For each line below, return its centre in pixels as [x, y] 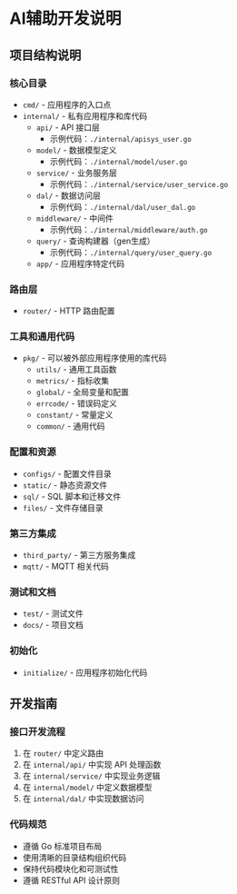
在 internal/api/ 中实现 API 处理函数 [92, 765]
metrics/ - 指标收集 [73, 381]
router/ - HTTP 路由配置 [69, 311]
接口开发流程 [38, 731]
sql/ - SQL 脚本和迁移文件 [72, 496]
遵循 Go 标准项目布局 [62, 846]
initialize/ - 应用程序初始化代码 [85, 672]
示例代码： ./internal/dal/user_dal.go [123, 206]
